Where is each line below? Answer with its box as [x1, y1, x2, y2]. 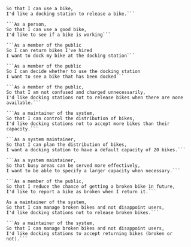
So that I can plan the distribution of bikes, [6, 142, 128, 148]
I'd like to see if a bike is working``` [6, 32, 111, 38]
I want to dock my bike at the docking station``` [6, 53, 135, 59]
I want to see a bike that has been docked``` [6, 74, 125, 80]
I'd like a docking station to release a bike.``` [6, 11, 135, 17]
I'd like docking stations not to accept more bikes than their [6, 121, 170, 127]
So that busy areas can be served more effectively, [6, 163, 141, 169]
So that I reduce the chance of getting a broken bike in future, [6, 184, 175, 190]
